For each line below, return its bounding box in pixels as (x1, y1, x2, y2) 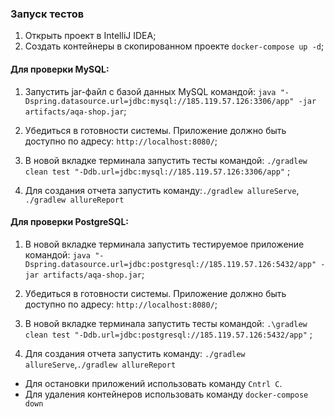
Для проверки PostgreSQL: (10, 216, 129, 228)
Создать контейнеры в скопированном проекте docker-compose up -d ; (24, 40, 325, 52)
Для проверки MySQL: (10, 63, 110, 75)
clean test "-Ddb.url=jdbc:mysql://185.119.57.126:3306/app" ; (24, 165, 291, 177)
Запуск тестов (10, 7, 85, 21)
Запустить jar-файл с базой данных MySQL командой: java (24, 85, 277, 97)
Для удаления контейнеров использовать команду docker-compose (24, 388, 309, 400)
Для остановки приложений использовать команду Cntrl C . (24, 377, 283, 389)
